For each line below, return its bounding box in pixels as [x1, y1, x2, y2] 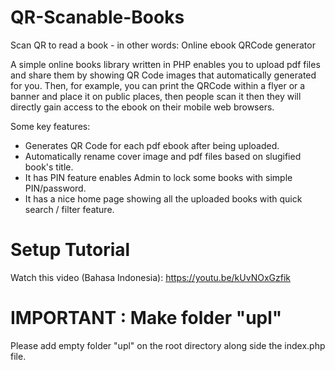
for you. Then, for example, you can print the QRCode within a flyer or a [10, 79, 306, 91]
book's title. [24, 161, 74, 173]
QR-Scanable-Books [10, 6, 185, 29]
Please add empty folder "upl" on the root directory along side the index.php [10, 339, 326, 351]
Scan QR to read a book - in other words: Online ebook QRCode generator [10, 39, 316, 51]
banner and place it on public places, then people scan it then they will [10, 90, 302, 102]
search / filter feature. [24, 203, 115, 215]
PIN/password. [24, 182, 87, 194]
